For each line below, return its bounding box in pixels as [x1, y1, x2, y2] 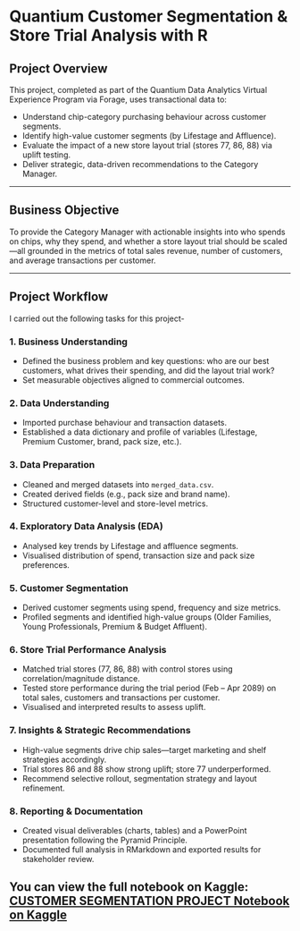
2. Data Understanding [9, 396, 110, 409]
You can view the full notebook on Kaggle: [9, 879, 249, 895]
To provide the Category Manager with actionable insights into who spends [9, 226, 286, 237]
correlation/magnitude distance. [21, 673, 141, 684]
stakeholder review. [21, 854, 95, 864]
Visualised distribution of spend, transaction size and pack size [21, 550, 255, 561]
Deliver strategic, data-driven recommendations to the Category [21, 159, 259, 169]
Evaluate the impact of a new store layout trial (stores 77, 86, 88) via [21, 140, 272, 150]
